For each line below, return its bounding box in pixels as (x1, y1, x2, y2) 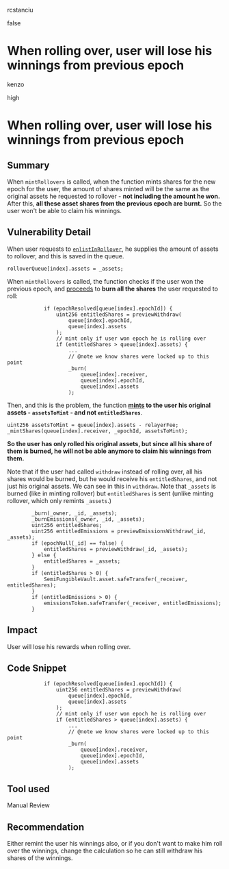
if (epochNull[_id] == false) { (31, 539, 124, 547)
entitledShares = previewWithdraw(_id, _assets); (43, 546, 188, 552)
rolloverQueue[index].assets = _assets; (7, 265, 124, 272)
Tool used (7, 783, 50, 794)
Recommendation (7, 821, 84, 833)
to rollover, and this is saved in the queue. (7, 252, 124, 260)
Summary (7, 159, 50, 171)
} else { (31, 552, 57, 559)
